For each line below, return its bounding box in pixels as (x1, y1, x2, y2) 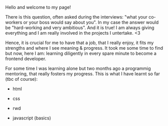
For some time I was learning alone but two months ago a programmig (5, 65, 151, 71)
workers (5, 20, 23, 25)
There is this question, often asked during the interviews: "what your (5, 14, 148, 20)
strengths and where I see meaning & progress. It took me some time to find (5, 45, 163, 51)
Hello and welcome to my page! (5, 5, 71, 10)
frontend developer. (5, 56, 46, 62)
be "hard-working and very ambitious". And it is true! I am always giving (5, 25, 155, 31)
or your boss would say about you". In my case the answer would (23, 20, 159, 25)
